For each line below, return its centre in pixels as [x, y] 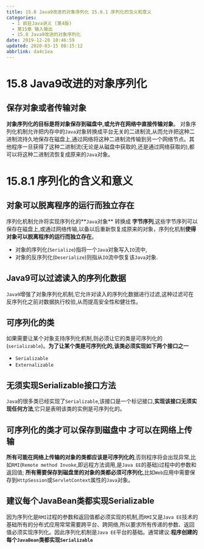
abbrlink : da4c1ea [30, 52]
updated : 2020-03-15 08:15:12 [45, 46]
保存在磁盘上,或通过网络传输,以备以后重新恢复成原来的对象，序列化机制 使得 [101, 228]
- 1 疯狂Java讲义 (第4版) [42, 23]
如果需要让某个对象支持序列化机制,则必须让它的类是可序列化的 [85, 338]
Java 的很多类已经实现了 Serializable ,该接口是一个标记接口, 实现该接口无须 [99, 401]
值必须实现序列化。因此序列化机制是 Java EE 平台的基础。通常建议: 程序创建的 [102, 532]
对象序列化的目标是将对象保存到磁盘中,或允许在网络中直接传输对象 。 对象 [99, 124]
